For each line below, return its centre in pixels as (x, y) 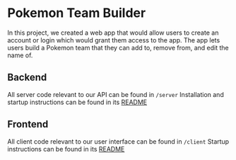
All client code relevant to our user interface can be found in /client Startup (118, 141)
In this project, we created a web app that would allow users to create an (113, 33)
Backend (27, 78)
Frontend (28, 124)
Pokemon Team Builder (77, 13)
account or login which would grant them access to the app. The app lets (114, 40)
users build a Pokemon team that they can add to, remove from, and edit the (118, 47)
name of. (20, 55)
